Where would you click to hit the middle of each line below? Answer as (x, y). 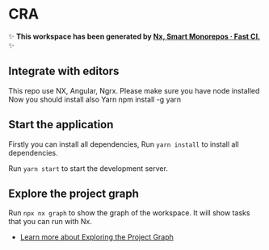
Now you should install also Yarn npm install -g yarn (95, 99)
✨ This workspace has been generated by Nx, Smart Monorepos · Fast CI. (134, 36)
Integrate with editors (64, 71)
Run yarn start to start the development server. (88, 168)
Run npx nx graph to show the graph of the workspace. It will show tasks (129, 213)
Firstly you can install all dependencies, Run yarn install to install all (124, 144)
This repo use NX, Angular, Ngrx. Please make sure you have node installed (134, 90)
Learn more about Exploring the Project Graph (97, 237)
